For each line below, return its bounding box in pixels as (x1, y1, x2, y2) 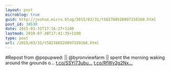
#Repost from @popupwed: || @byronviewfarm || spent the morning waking (5, 54, 165, 60)
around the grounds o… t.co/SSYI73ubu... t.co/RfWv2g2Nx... (5, 59, 133, 66)
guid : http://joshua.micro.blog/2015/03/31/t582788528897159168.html (5, 17, 157, 22)
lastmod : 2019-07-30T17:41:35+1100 (5, 31, 81, 36)
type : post (5, 36, 29, 41)
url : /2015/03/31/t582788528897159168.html (5, 41, 100, 46)
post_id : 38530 (5, 21, 38, 27)
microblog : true (5, 12, 40, 17)
